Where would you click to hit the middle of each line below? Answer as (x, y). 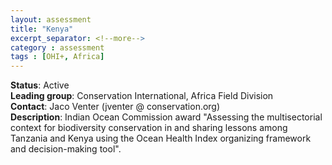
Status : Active (40, 85)
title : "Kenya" (42, 29)
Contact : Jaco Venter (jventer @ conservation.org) (115, 107)
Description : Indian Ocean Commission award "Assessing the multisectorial (166, 117)
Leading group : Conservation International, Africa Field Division (142, 96)
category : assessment (57, 47)
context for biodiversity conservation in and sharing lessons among (149, 128)
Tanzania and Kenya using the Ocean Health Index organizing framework (161, 138)
